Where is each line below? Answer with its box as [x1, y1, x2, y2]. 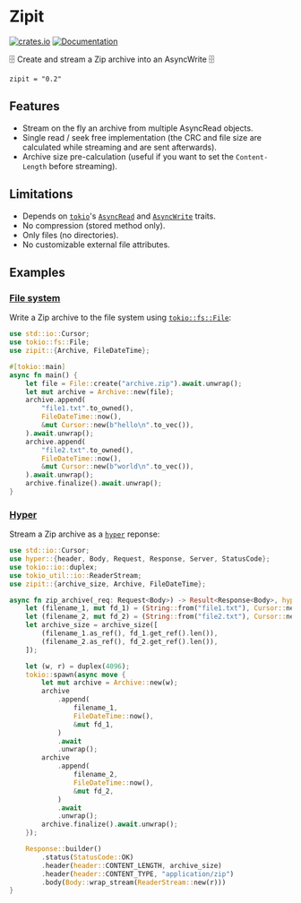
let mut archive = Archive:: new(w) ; [41, 678, 178, 687]
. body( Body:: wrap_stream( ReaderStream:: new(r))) [41, 878, 227, 887]
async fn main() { [9, 370, 78, 380]
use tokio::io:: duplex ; [9, 563, 99, 572]
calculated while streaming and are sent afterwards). [21, 142, 218, 152]
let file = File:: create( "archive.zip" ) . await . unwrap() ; [25, 379, 243, 388]
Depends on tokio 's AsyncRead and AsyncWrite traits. [21, 211, 217, 221]
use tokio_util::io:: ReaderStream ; [9, 571, 142, 580]
